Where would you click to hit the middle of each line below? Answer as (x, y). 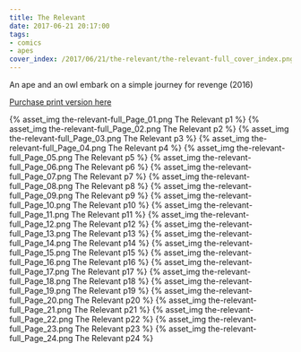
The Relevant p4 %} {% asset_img (171, 148)
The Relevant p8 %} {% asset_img (138, 186)
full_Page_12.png (40, 224)
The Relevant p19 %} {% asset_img (137, 291)
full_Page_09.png (41, 195)
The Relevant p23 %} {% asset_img (140, 329)
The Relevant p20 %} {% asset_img (141, 300)
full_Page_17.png (39, 271)
